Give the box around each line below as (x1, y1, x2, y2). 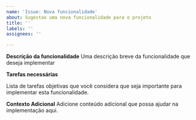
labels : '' (6, 25, 34, 32)
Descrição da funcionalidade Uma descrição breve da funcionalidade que (6, 53, 191, 60)
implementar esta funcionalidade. (6, 89, 89, 96)
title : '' (6, 20, 31, 26)
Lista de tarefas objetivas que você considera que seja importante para (6, 82, 182, 90)
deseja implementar (6, 59, 55, 67)
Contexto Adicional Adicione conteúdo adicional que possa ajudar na (6, 100, 179, 108)
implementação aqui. (6, 107, 58, 114)
